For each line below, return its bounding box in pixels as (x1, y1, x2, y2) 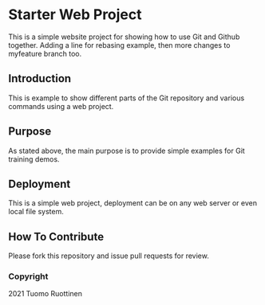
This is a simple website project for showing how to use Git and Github (8, 32, 240, 41)
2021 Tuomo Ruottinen (8, 289, 82, 299)
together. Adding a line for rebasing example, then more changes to (8, 40, 231, 49)
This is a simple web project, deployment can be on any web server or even (8, 198, 258, 208)
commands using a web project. (8, 101, 114, 111)
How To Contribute (8, 229, 105, 244)
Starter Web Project (8, 6, 142, 24)
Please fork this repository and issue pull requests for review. (8, 251, 209, 260)
